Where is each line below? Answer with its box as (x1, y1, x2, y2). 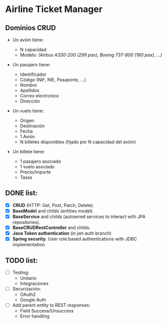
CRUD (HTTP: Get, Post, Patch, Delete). (12, 202, 94, 208)
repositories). (12, 220, 41, 225)
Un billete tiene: (12, 149, 45, 154)
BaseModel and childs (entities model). (12, 207, 94, 214)
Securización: (12, 286, 41, 292)
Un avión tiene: (12, 37, 44, 43)
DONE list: (5, 189, 38, 197)
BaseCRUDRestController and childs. (12, 225, 91, 231)
